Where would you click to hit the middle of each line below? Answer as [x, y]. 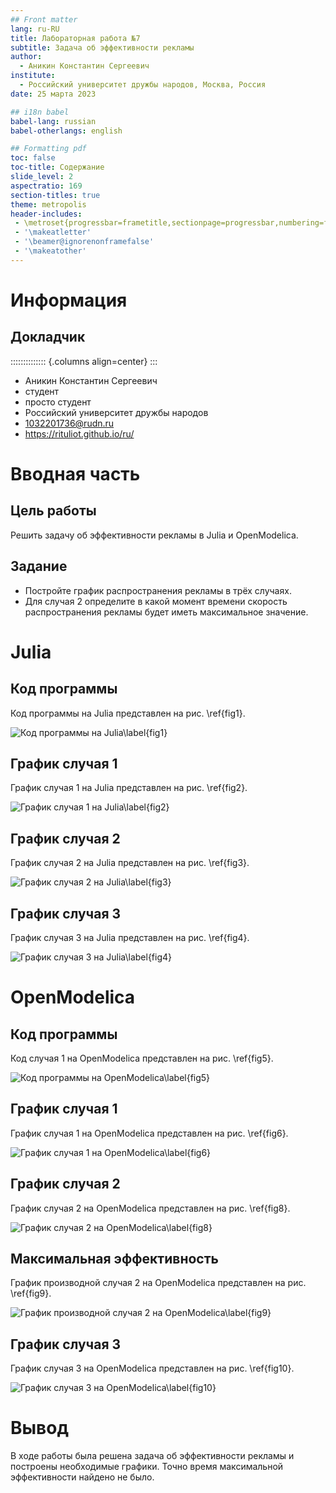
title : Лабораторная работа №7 [75, 38]
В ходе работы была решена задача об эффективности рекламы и [152, 1456]
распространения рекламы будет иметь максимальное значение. [166, 612]
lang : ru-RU [35, 29]
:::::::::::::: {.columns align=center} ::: [84, 361]
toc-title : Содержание [57, 167]
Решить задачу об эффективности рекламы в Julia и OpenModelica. [154, 535]
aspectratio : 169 [46, 186]
